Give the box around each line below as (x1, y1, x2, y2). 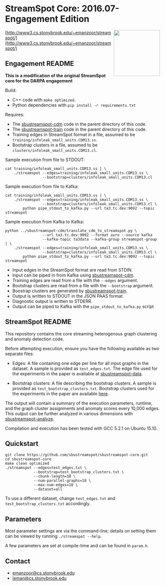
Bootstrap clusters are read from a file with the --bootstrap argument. (12, 282, 154, 288)
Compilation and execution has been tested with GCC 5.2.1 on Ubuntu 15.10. (5, 425, 158, 431)
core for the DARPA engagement (5, 78, 73, 84)
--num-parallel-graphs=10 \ (33, 478, 91, 483)
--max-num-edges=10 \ (33, 482, 78, 488)
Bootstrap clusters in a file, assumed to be (12, 142, 98, 148)
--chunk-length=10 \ (33, 474, 76, 479)
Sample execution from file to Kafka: (5, 183, 79, 189)
